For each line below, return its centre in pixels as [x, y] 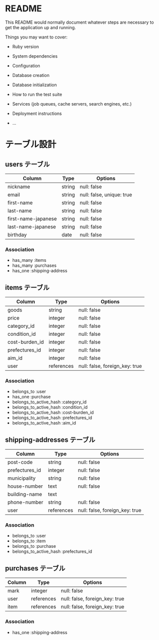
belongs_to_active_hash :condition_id [50, 407]
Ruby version [26, 46]
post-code [20, 462]
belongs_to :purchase [34, 546]
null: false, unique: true [106, 194]
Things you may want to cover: [36, 37]
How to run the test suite [37, 94]
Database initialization [35, 85]
